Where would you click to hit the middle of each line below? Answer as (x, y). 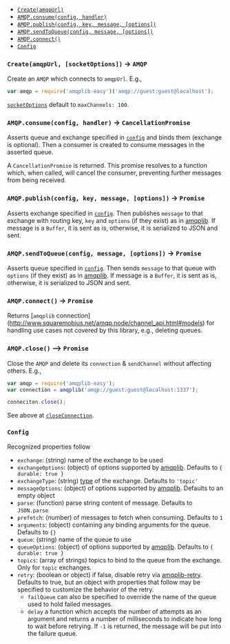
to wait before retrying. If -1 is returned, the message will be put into (124, 626)
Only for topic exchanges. (54, 567)
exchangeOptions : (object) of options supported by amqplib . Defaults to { (119, 467)
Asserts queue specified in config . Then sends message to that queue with (112, 269)
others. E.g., (24, 371)
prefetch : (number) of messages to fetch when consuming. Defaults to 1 (120, 517)
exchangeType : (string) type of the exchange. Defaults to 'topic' (107, 480)
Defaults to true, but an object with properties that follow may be (109, 582)
